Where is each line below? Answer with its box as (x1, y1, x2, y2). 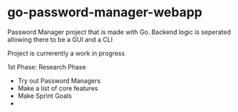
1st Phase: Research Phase (7, 62, 87, 71)
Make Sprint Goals (17, 91, 72, 100)
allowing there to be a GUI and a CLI (7, 35, 113, 43)
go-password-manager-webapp (7, 4, 202, 21)
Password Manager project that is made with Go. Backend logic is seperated (7, 28, 231, 36)
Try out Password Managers (17, 76, 101, 85)
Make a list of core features (17, 84, 98, 92)
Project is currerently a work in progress (7, 49, 126, 57)
